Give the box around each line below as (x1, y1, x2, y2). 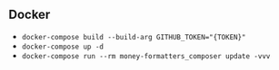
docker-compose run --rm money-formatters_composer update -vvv (21, 51, 271, 61)
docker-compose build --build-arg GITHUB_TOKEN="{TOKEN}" (21, 32, 246, 41)
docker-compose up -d (21, 42, 104, 51)
